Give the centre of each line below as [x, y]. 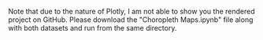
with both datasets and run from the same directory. [93, 28]
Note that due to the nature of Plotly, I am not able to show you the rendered [132, 11]
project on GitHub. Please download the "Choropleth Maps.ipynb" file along [131, 20]
